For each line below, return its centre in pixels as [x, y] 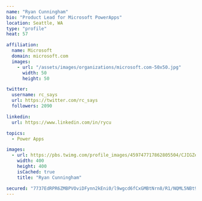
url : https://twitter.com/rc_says [55, 100]
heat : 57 [17, 34]
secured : [17, 188]
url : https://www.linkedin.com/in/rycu [62, 122]
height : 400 [32, 166]
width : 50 [34, 73]
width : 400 [31, 161]
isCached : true [36, 172]
